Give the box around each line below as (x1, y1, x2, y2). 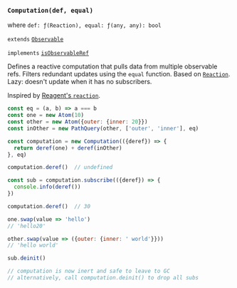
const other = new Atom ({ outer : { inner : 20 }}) (7, 118, 148, 125)
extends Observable (7, 36, 64, 43)
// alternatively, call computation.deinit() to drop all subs (7, 274, 199, 282)
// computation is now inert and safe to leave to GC (7, 267, 171, 275)
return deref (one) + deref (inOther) (14, 144, 122, 152)
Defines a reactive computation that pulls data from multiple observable (7, 62, 218, 71)
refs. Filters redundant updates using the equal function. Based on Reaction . (7, 70, 231, 78)
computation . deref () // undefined (7, 164, 113, 171)
